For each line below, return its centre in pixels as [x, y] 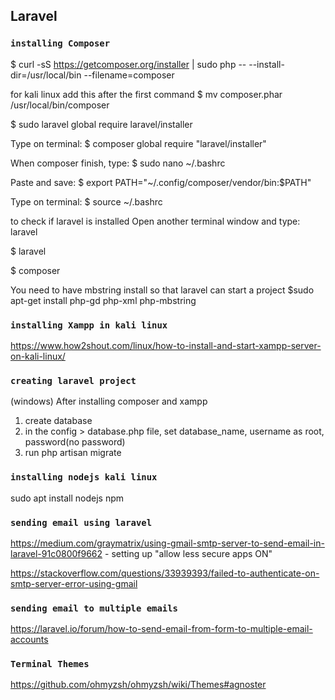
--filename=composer [129, 75]
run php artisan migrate [73, 453]
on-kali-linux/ [38, 356]
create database [58, 421]
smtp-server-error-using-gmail [74, 583]
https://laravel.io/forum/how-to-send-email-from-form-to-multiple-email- [161, 629]
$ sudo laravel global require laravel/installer [101, 124]
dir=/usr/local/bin [46, 75]
